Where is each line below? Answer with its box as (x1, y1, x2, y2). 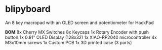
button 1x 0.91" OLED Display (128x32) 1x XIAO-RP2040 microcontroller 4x (5, 34, 157, 40)
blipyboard (5, 3, 51, 15)
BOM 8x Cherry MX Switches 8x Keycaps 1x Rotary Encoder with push (5, 29, 149, 35)
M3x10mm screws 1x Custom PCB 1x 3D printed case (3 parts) (5, 39, 132, 45)
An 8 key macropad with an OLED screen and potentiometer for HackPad (5, 20, 154, 25)
